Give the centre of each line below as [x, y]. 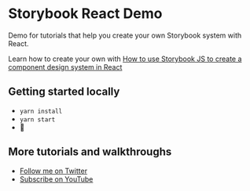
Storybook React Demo [85, 14]
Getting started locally [64, 92]
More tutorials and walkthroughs [90, 152]
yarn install [41, 111]
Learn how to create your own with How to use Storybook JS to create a [125, 59]
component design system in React [65, 67]
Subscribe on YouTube [56, 179]
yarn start [37, 119]
